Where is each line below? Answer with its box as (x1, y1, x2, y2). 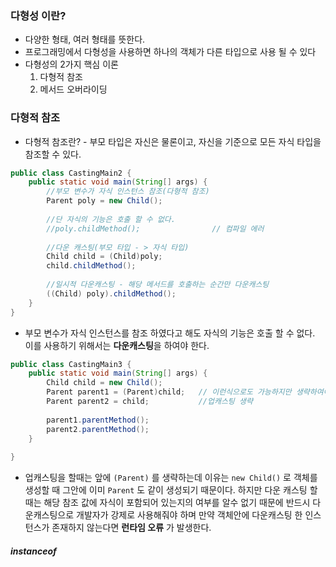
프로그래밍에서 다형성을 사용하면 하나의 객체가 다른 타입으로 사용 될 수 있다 (24, 46, 317, 58)
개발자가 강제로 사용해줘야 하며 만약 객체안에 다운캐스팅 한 (76, 509, 303, 521)
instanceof (10, 545, 57, 557)
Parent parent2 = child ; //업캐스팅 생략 (46, 397, 253, 407)
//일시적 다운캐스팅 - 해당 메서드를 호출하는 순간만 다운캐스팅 (46, 280, 270, 290)
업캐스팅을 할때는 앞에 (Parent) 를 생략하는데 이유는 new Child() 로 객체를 (24, 472, 318, 484)
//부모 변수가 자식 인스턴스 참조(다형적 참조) (46, 187, 210, 197)
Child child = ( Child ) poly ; (46, 252, 163, 262)
